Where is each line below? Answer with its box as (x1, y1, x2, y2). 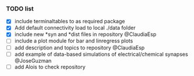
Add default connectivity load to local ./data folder (14, 24, 136, 31)
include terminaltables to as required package (14, 18, 126, 25)
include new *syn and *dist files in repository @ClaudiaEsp (14, 31, 157, 38)
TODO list (6, 5, 34, 13)
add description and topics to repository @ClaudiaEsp (14, 44, 145, 51)
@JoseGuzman (14, 57, 52, 64)
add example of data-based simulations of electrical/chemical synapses (14, 50, 188, 57)
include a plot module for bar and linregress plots (14, 37, 133, 45)
